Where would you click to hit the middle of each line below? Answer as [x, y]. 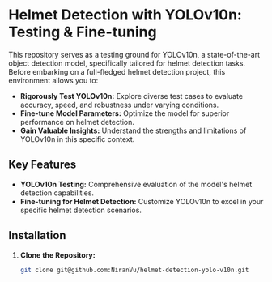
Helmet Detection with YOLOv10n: [125, 15]
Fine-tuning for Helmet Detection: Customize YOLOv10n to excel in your [142, 201]
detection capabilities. [57, 193]
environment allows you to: [53, 80]
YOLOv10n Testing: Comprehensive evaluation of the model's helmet [136, 184]
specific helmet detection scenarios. [81, 210]
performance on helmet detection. [77, 122]
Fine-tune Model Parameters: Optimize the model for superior [125, 113]
